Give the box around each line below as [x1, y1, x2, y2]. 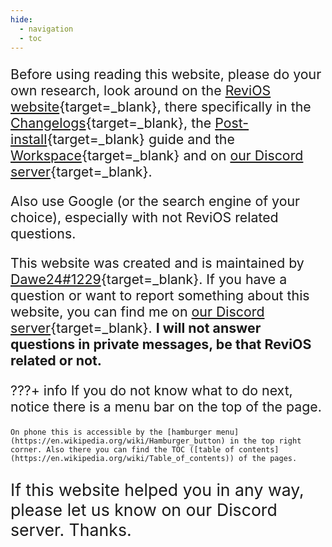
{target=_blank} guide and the [46, 130, 235, 148]
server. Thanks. [10, 519, 132, 540]
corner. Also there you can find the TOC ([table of [10, 445, 235, 455]
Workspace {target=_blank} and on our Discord [10, 146, 304, 164]
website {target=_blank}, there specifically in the [10, 97, 312, 115]
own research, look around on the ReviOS [10, 81, 272, 99]
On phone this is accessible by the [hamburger [10, 427, 213, 438]
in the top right [229, 436, 302, 446]
